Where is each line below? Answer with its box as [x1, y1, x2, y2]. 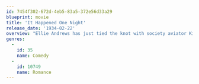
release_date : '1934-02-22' [6, 25, 76, 31]
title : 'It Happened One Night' [6, 20, 86, 25]
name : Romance [17, 69, 52, 75]
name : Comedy [17, 53, 49, 59]
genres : [6, 36, 25, 42]
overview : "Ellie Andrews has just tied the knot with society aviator [6, 31, 187, 37]
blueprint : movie [6, 14, 49, 20]
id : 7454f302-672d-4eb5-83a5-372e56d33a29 [6, 8, 113, 15]
